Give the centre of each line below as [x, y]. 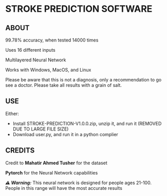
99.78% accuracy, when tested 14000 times [52, 40]
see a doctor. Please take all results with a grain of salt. [64, 85]
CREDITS [20, 151]
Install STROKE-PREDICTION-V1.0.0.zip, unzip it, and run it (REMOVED [87, 123]
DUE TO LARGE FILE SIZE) [41, 129]
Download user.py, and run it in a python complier [65, 134]
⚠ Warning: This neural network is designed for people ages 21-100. [78, 183]
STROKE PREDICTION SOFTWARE [79, 9]
